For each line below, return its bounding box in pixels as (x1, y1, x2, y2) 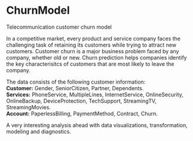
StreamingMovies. (6, 103, 51, 111)
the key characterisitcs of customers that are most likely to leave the (6, 60, 174, 68)
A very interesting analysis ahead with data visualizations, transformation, (6, 121, 188, 128)
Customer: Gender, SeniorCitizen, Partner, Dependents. (6, 84, 144, 91)
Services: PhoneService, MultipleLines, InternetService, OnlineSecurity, (6, 91, 184, 98)
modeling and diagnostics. (6, 128, 72, 135)
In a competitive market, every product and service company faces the (6, 35, 181, 42)
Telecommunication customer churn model (6, 23, 112, 30)
